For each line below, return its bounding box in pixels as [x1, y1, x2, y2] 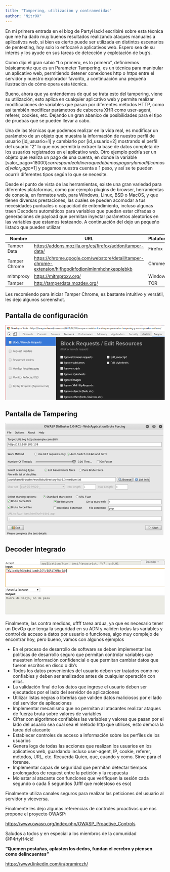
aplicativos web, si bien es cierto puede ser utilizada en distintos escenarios [5, 38, 164, 45]
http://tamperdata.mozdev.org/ [33, 280, 98, 286]
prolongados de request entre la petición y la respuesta [12, 769, 128, 776]
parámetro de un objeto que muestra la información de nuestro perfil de [5, 133, 155, 139]
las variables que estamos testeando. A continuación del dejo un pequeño [5, 219, 160, 225]
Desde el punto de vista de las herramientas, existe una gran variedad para [5, 181, 162, 187]
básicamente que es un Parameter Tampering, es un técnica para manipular [5, 65, 163, 71]
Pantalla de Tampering [5, 410, 78, 418]
